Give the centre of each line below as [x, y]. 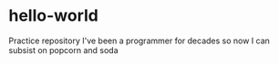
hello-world [54, 16]
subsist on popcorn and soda [64, 50]
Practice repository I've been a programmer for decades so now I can [139, 41]
